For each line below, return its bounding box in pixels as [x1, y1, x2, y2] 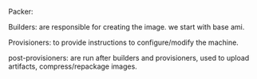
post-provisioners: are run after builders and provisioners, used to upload [8, 53, 250, 62]
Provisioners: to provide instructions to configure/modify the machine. [8, 38, 239, 47]
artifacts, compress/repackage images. [8, 61, 137, 71]
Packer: [8, 7, 34, 16]
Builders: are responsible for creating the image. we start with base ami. [8, 22, 245, 31]
